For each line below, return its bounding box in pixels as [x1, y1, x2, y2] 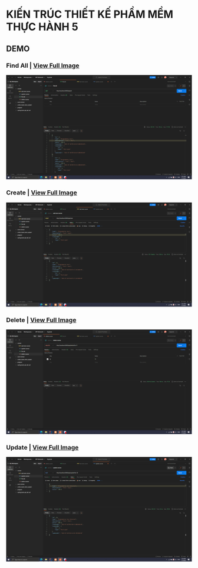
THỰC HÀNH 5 [6, 20, 78, 34]
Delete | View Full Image [6, 316, 77, 324]
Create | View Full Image [6, 189, 78, 197]
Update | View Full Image [6, 443, 79, 451]
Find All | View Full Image [6, 61, 80, 70]
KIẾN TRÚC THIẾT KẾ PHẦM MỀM [6, 8, 174, 21]
